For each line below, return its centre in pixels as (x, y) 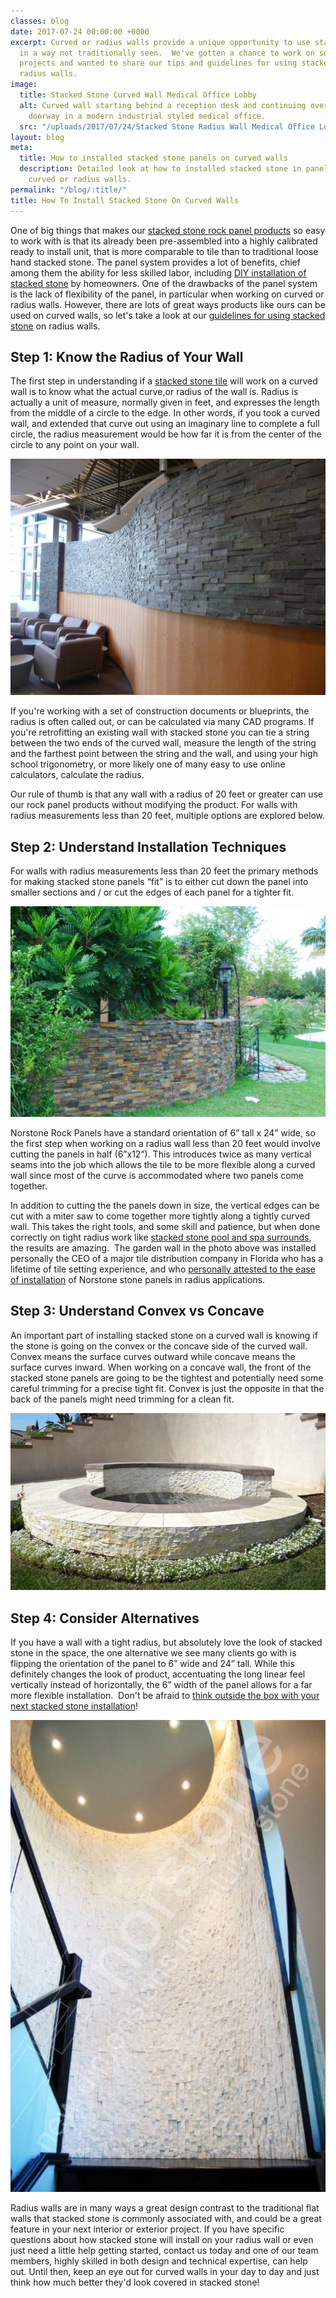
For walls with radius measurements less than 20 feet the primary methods (164, 871)
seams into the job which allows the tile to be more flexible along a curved (163, 1164)
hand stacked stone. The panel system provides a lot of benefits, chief (155, 262)
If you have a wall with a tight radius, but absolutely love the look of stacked (166, 1642)
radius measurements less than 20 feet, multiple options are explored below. (167, 816)
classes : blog (40, 21)
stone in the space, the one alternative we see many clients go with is (153, 1653)
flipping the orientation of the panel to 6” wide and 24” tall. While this (152, 1664)
